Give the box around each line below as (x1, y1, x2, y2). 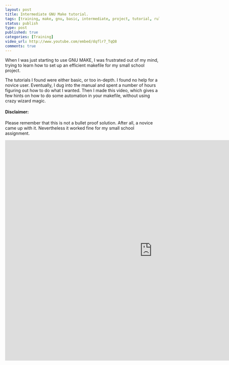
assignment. (5, 130, 30, 136)
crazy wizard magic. (5, 97, 46, 103)
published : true (5, 30, 38, 35)
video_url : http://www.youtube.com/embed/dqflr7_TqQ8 (5, 39, 117, 44)
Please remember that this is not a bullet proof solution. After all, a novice (5, 120, 153, 125)
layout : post (5, 7, 32, 12)
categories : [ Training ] (5, 35, 54, 40)
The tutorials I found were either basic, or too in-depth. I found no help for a (5, 77, 158, 83)
